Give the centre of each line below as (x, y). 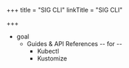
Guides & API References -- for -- (74, 44)
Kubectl (48, 51)
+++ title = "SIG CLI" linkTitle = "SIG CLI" (64, 10)
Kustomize (52, 58)
